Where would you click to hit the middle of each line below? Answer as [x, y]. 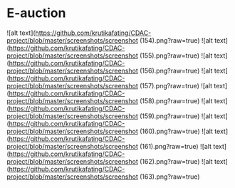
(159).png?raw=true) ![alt [176, 116]
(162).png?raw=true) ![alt [176, 161]
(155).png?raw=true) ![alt [176, 56]
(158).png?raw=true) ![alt [176, 100]
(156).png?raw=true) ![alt [176, 70]
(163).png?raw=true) [169, 177]
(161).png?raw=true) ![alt [175, 146]
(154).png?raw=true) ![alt [176, 40]
